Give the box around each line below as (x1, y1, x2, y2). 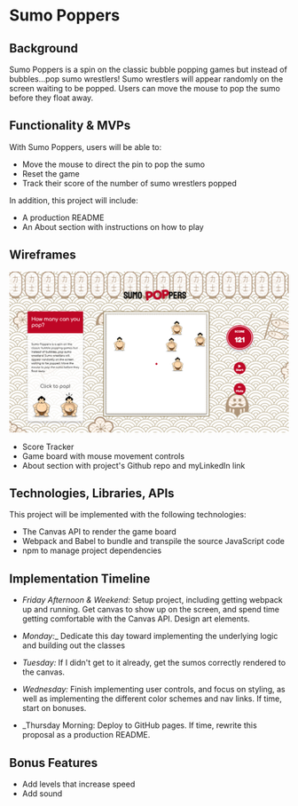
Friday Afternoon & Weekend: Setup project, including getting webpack (21, 595, 284, 605)
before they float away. (9, 92, 94, 103)
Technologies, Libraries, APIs (9, 486, 175, 501)
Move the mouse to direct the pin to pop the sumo (21, 159, 206, 170)
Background (9, 41, 78, 56)
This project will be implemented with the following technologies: (9, 510, 247, 520)
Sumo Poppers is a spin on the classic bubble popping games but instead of (9, 64, 288, 75)
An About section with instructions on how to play (21, 221, 204, 232)
